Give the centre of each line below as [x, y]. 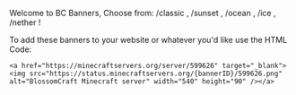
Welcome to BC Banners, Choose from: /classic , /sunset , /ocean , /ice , [143, 13]
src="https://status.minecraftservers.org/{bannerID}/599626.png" [156, 73]
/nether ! [25, 22]
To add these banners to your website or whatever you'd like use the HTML [148, 40]
